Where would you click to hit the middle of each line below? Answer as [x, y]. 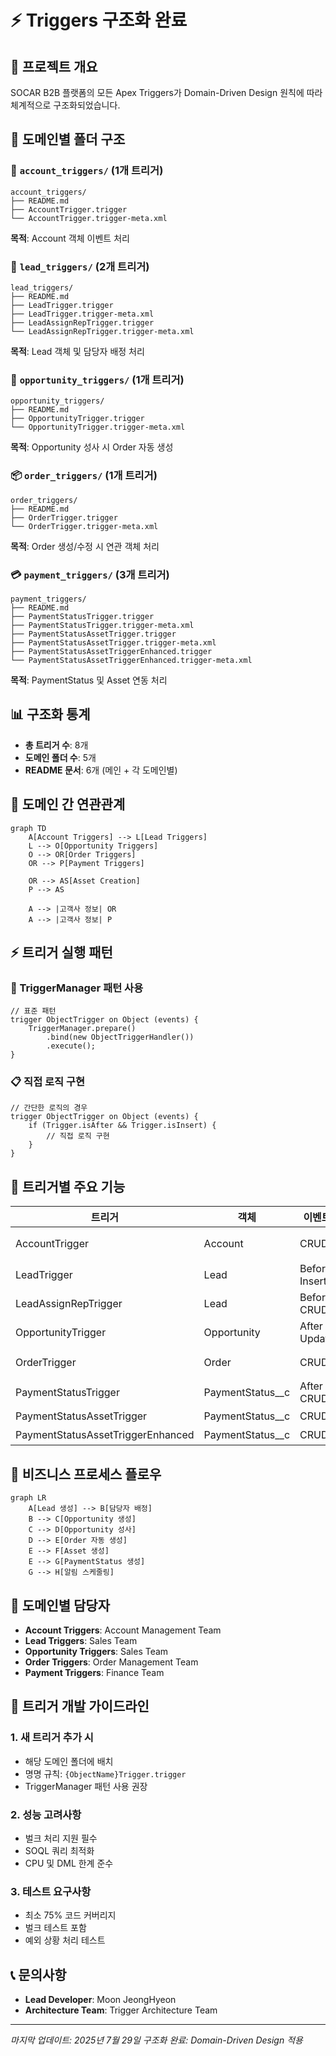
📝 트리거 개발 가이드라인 [80, 1706]
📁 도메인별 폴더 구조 [68, 139]
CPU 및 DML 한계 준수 [69, 1863]
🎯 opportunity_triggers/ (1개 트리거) [97, 379]
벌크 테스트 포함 [55, 1928]
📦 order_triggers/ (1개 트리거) [84, 476]
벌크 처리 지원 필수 [61, 1838]
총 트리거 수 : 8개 [56, 745]
